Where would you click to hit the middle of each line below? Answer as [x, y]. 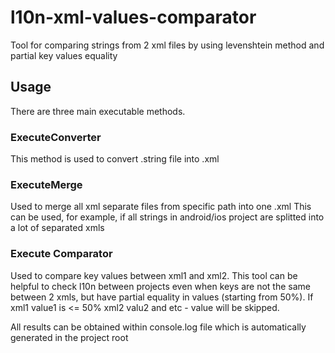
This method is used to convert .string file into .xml [115, 159]
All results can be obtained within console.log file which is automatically [158, 327]
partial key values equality [64, 55]
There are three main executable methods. [98, 111]
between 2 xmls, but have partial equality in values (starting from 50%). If [162, 297]
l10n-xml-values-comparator [133, 17]
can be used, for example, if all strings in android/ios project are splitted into [167, 217]
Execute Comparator [61, 254]
